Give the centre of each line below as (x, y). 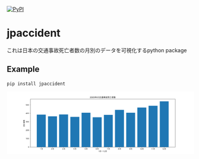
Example (23, 69)
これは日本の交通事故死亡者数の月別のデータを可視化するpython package (97, 50)
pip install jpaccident (36, 84)
